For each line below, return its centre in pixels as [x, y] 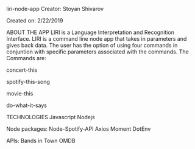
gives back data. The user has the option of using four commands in [92, 45]
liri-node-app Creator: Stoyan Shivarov [55, 9]
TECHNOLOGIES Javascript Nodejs [51, 117]
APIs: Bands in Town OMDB [41, 140]
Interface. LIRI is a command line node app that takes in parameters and [97, 39]
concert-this [22, 70]
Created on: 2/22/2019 [35, 20]
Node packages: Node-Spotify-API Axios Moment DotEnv [79, 129]
